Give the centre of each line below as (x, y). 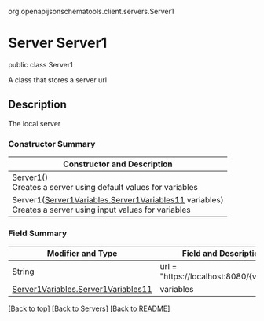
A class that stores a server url (58, 80)
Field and (200, 254)
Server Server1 (58, 43)
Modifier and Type (82, 254)
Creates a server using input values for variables (101, 210)
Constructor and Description (117, 164)
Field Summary (38, 233)
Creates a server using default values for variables (105, 188)
